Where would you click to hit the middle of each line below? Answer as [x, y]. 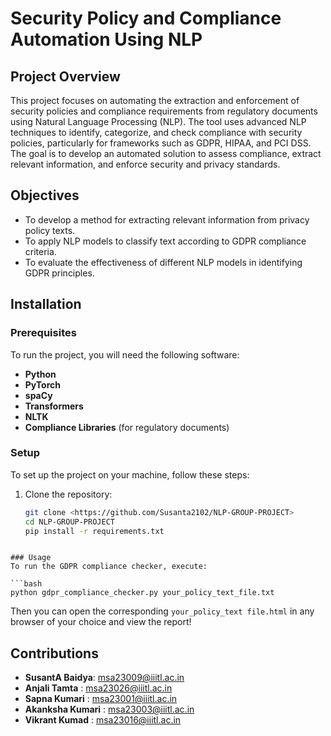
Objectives [45, 195]
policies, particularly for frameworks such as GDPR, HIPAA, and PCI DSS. [161, 143]
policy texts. [50, 230]
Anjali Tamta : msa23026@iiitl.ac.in [98, 688]
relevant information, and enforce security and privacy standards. [145, 164]
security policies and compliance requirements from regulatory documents [164, 111]
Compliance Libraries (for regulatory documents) [127, 427]
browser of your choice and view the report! [101, 622]
